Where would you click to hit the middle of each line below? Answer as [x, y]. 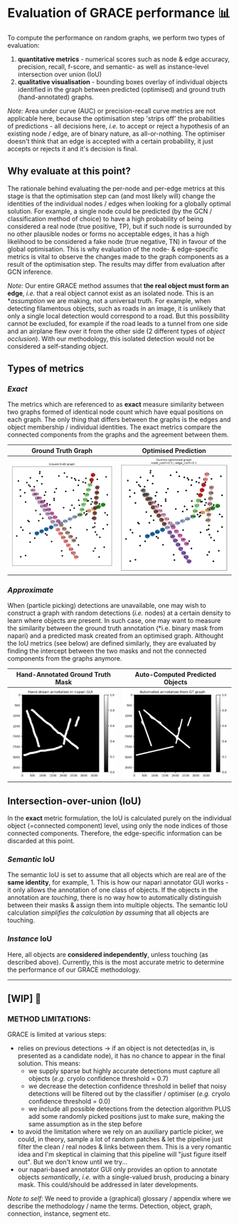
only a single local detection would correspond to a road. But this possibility [118, 316]
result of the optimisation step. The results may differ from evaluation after [116, 264]
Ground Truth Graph [62, 450]
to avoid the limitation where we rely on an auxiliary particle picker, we [121, 1132]
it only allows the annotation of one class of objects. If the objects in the [113, 890]
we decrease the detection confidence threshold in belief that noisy [127, 1086]
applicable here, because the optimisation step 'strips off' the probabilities [116, 118]
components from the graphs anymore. [65, 659]
